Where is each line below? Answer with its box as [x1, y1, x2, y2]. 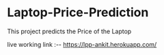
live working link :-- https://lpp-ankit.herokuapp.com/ [7, 40, 157, 48]
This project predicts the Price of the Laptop [7, 27, 132, 35]
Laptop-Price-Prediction [7, 5, 149, 20]
